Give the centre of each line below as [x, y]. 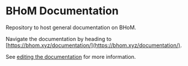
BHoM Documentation [62, 11]
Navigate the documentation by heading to [59, 39]
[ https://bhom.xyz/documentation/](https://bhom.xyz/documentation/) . [94, 45]
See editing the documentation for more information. [71, 56]
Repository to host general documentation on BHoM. [71, 27]
